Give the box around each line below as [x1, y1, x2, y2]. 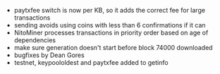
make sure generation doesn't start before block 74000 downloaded [13, 44, 213, 51]
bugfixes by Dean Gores [13, 51, 85, 59]
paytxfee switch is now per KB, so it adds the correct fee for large [13, 6, 206, 14]
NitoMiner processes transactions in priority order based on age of [13, 28, 209, 37]
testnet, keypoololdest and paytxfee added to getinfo [13, 58, 169, 66]
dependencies [13, 36, 56, 44]
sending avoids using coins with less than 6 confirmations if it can [13, 21, 206, 29]
